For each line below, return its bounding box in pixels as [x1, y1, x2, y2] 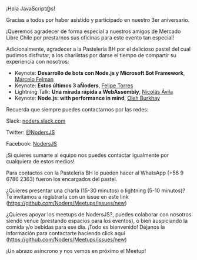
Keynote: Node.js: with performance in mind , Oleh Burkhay [14, 94, 161, 101]
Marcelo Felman [14, 76, 54, 83]
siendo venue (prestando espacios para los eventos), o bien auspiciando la [6, 218, 188, 224]
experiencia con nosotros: [6, 58, 69, 65]
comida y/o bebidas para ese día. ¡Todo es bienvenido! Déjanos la [6, 223, 165, 231]
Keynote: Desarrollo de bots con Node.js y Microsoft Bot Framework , [14, 70, 185, 76]
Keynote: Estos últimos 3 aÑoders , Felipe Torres [14, 82, 133, 89]
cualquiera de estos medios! [6, 158, 75, 164]
